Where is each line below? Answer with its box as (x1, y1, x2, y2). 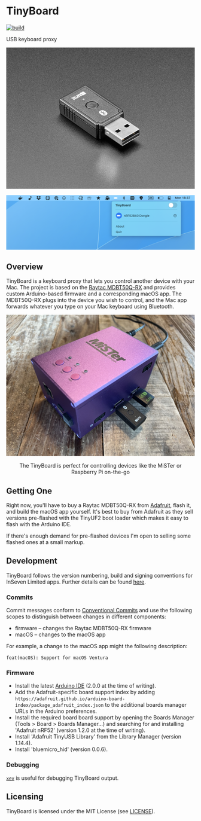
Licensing (6, 792, 44, 802)
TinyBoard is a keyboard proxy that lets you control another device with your (6, 277, 195, 285)
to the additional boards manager (104, 701, 187, 709)
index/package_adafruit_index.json (14, 703, 104, 709)
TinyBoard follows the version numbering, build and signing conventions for (6, 572, 193, 579)
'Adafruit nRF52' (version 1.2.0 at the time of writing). (14, 727, 145, 734)
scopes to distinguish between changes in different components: (6, 613, 166, 620)
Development (6, 556, 58, 566)
